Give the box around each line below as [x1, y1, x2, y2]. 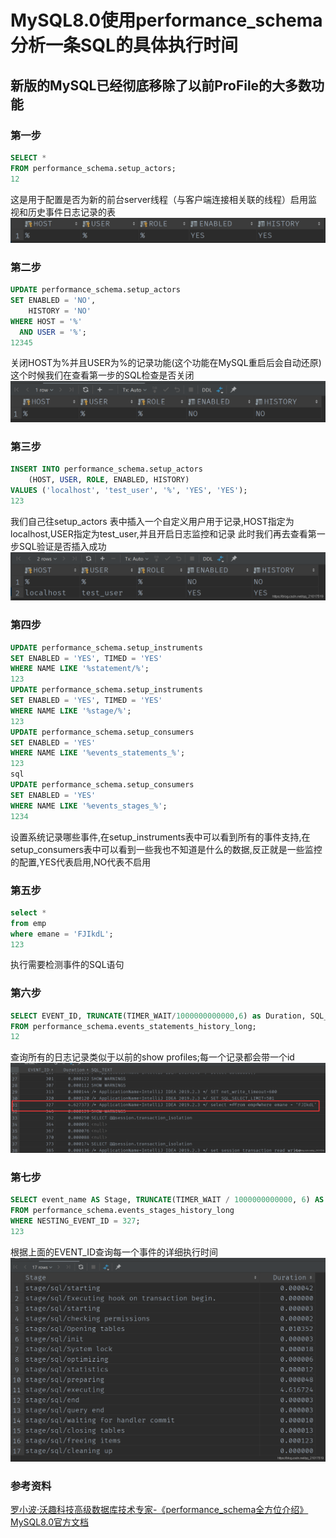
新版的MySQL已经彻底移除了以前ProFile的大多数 [10, 77, 312, 94]
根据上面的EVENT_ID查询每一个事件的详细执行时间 [10, 1246, 218, 1258]
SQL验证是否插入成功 [18, 540, 107, 552]
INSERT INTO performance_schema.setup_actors [10, 464, 203, 475]
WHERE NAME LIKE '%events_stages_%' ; [10, 801, 168, 811]
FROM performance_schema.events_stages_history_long [10, 1206, 235, 1216]
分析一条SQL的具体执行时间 [10, 34, 238, 57]
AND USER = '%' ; [19, 327, 87, 337]
